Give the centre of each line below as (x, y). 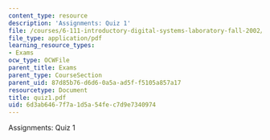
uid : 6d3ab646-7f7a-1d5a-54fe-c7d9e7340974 (82, 105)
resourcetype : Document (48, 90)
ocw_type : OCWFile (39, 61)
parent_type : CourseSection (55, 75)
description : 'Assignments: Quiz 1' (70, 23)
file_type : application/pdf (55, 38)
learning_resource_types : (51, 46)
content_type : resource (48, 16)
